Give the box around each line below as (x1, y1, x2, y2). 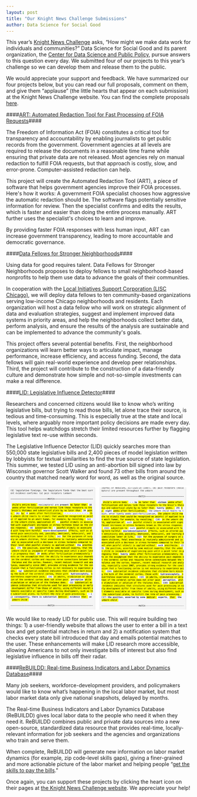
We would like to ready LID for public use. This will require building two (6, 615, 178, 622)
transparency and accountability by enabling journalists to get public (6, 135, 172, 142)
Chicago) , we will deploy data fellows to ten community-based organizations (6, 291, 191, 299)
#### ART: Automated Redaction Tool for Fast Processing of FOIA (6, 111, 164, 118)
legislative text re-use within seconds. (6, 432, 98, 439)
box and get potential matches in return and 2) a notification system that (6, 628, 181, 635)
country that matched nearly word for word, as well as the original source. (6, 474, 185, 481)
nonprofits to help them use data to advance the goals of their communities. (6, 274, 189, 281)
